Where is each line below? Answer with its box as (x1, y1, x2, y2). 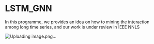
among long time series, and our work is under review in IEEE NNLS (5, 24, 140, 29)
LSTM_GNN (5, 3, 52, 14)
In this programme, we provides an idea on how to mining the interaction (5, 19, 150, 25)
